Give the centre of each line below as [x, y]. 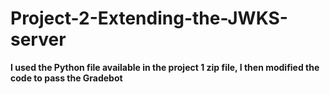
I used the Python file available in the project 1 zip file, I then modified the [165, 67]
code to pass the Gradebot [66, 78]
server [38, 39]
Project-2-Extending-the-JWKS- [149, 18]
